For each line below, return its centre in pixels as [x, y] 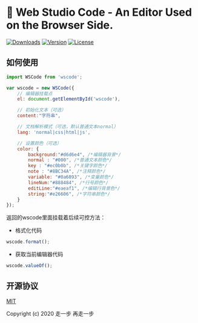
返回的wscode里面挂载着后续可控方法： [56, 218]
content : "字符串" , [39, 116]
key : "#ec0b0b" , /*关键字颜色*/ [68, 166]
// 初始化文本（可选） [42, 110]
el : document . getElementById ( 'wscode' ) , [69, 99]
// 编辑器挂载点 [35, 93]
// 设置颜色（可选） [39, 143]
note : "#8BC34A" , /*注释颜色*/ [67, 171]
